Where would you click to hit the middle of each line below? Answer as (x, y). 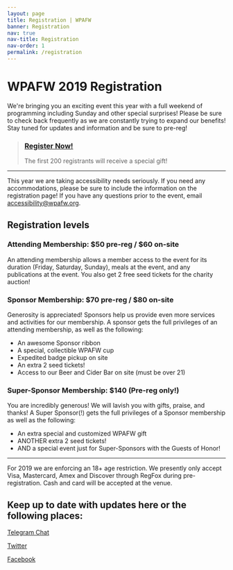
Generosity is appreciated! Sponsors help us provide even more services (111, 315)
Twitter (17, 546)
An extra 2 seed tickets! (51, 365)
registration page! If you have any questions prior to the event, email (105, 196)
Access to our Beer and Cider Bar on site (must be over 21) (101, 372)
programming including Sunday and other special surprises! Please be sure (115, 113)
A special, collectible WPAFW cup (66, 350)
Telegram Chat (28, 533)
